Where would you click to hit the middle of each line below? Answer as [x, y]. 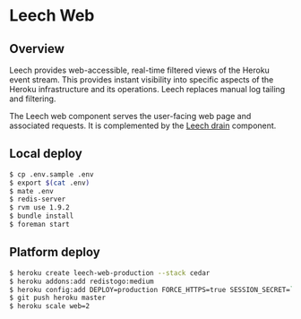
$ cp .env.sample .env [52, 174]
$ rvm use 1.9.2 [39, 208]
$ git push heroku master [57, 298]
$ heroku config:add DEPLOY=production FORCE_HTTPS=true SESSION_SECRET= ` [152, 289]
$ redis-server [38, 199]
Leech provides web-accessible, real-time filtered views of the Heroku [140, 70]
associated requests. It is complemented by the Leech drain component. [143, 125]
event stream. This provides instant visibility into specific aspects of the [142, 80]
